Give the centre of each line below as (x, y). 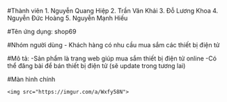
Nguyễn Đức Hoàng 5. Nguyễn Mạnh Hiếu (68, 18)
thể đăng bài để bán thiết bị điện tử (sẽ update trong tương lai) (96, 66)
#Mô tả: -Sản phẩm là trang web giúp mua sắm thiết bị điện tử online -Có (112, 58)
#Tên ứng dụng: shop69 (42, 32)
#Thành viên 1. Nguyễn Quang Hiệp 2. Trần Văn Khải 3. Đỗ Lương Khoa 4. (113, 11)
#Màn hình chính (31, 79)
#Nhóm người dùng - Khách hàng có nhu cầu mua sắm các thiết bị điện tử (113, 45)
